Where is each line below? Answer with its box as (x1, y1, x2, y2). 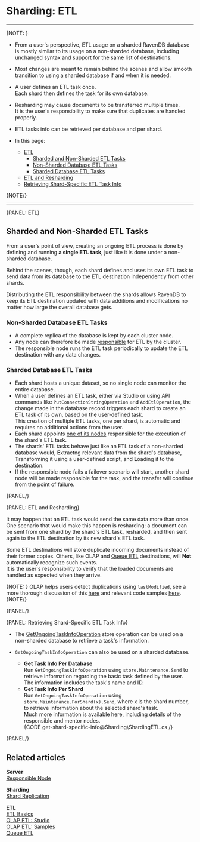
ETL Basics (6, 810, 34, 818)
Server (6, 769, 24, 776)
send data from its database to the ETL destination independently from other (6, 273, 194, 280)
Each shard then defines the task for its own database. (14, 90, 149, 97)
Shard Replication (6, 792, 49, 800)
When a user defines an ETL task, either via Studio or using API (14, 392, 170, 400)
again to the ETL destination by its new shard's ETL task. (6, 534, 145, 542)
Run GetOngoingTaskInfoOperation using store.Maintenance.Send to (23, 666, 189, 674)
